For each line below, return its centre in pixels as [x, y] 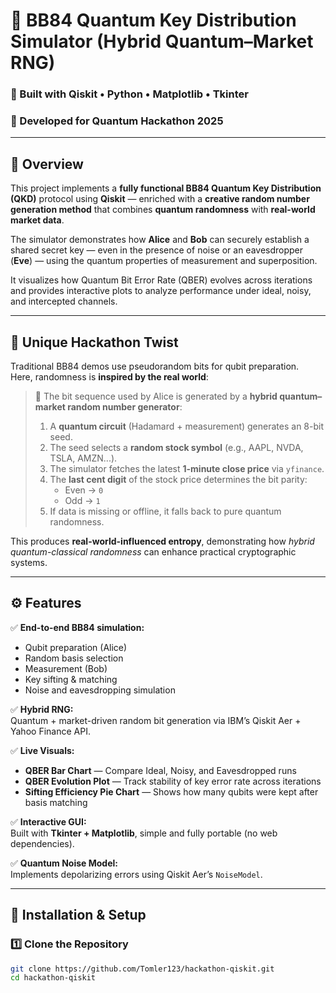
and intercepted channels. [64, 301]
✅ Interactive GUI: [48, 821]
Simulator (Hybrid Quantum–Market [162, 41]
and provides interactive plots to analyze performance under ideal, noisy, [161, 291]
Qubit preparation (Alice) [76, 647]
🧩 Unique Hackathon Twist [94, 342]
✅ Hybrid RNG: [42, 709]
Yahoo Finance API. [50, 731]
